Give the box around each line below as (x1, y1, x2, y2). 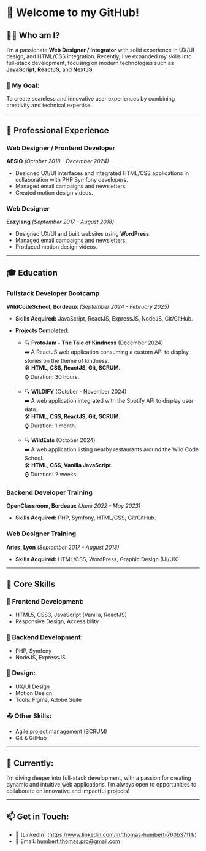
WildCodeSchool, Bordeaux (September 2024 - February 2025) (6, 303, 170, 310)
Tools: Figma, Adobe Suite (15, 696, 82, 703)
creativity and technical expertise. (6, 101, 92, 109)
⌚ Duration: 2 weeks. (24, 470, 78, 478)
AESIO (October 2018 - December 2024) (6, 157, 109, 165)
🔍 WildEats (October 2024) (24, 436, 96, 444)
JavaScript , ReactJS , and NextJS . (6, 66, 94, 73)
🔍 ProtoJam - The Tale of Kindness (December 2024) (24, 339, 164, 346)
